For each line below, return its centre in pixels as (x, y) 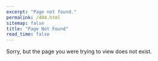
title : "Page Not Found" (37, 29)
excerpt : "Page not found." (42, 12)
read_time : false (28, 34)
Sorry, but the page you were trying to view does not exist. (79, 51)
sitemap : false (25, 23)
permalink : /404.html (33, 18)
